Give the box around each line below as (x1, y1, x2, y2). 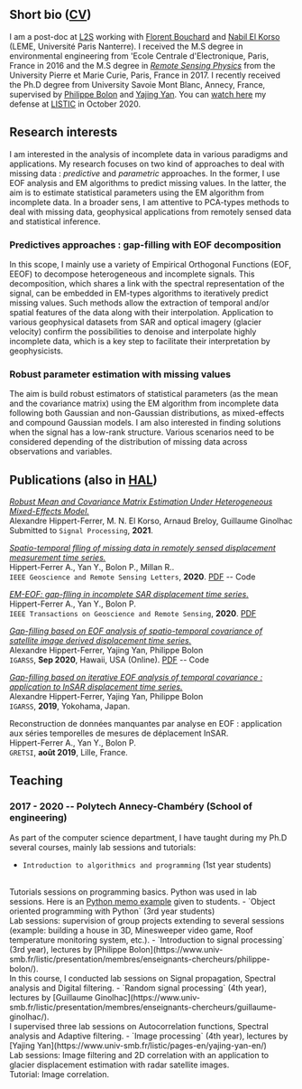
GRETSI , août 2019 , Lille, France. (9, 747, 128, 758)
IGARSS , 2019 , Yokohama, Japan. (9, 700, 131, 712)
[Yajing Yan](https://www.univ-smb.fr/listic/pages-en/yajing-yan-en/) (9, 1039, 268, 1051)
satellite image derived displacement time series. (9, 635, 192, 646)
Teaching (9, 773, 63, 789)
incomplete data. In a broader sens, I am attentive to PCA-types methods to (9, 196, 290, 207)
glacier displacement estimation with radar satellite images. (9, 1059, 230, 1070)
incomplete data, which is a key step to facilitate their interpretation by (9, 335, 270, 346)
